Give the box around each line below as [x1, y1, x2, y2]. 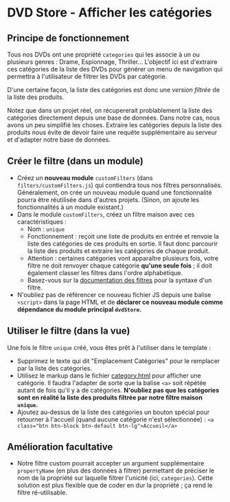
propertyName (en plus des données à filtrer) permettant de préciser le [16, 466, 215, 475]
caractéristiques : [16, 217, 67, 226]
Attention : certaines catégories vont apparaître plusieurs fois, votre [27, 254, 218, 262]
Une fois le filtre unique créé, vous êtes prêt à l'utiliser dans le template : [7, 343, 211, 351]
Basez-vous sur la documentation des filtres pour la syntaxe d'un [27, 276, 212, 284]
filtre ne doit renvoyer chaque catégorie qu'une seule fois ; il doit [27, 261, 213, 270]
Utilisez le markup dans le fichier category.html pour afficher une [16, 371, 201, 380]
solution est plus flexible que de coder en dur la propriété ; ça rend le [16, 481, 213, 490]
